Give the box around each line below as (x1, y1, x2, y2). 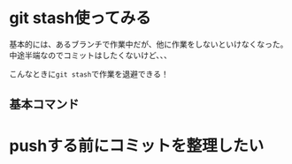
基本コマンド (9, 97, 80, 112)
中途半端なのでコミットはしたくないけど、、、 (9, 49, 173, 60)
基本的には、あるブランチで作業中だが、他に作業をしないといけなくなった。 (9, 39, 288, 49)
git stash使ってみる (9, 8, 152, 28)
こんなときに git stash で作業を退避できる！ (9, 68, 170, 79)
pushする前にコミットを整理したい (9, 136, 265, 155)
